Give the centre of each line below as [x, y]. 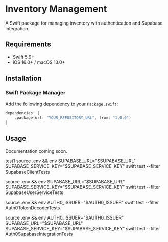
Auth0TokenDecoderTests [33, 208]
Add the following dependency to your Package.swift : [62, 104]
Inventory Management [56, 9]
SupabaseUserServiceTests [34, 192]
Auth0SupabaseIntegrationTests [39, 234]
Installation [23, 78]
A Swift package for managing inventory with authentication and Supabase [84, 23]
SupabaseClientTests [28, 172]
